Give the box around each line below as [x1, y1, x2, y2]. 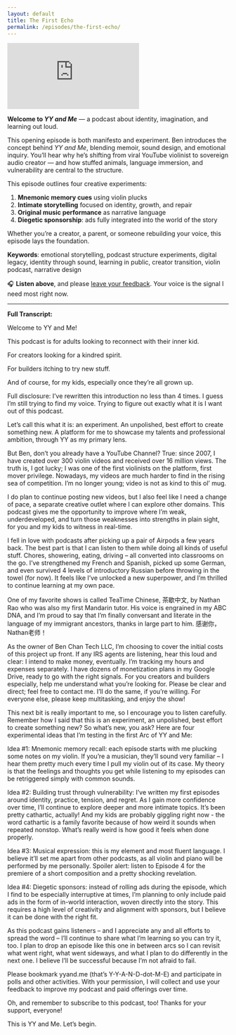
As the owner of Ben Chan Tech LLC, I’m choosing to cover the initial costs [7, 643, 223, 651]
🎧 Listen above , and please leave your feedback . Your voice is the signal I [7, 280, 224, 288]
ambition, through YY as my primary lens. [7, 435, 128, 444]
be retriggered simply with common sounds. [7, 774, 136, 783]
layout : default [7, 10, 55, 18]
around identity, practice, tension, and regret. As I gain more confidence [7, 795, 216, 804]
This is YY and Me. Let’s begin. [7, 1019, 97, 1029]
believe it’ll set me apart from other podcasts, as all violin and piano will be [7, 854, 223, 863]
